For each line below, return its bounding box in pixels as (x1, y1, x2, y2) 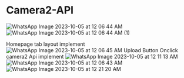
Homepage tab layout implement (6, 40, 85, 48)
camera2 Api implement (6, 53, 64, 60)
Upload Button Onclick (123, 46, 178, 53)
